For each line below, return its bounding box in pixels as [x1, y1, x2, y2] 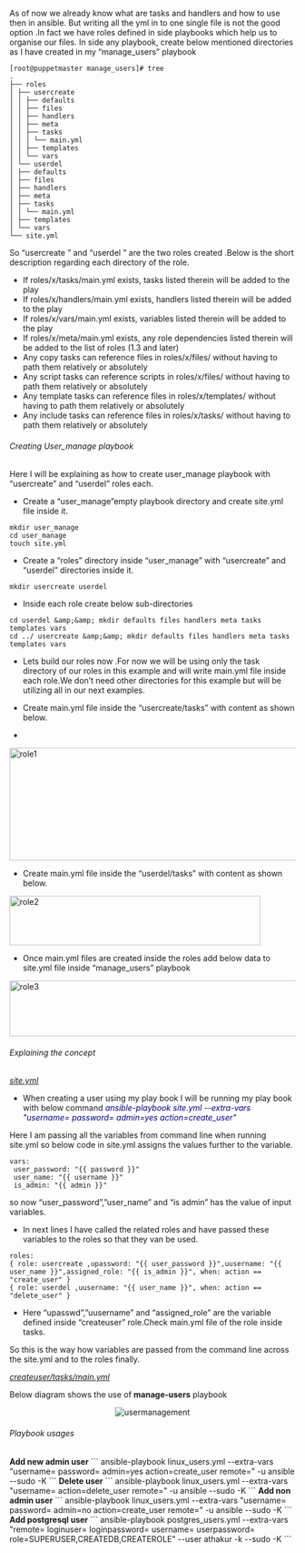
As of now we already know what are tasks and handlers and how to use [9, 8, 280, 18]
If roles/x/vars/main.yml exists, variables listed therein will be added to [22, 313, 287, 324]
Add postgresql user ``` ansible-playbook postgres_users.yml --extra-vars [9, 1514, 289, 1525]
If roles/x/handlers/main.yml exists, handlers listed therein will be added [22, 294, 292, 304]
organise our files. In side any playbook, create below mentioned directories [9, 36, 293, 47]
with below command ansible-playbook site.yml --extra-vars [22, 1102, 251, 1113]
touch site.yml [9, 539, 67, 549]
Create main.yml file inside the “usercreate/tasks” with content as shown [22, 703, 295, 714]
